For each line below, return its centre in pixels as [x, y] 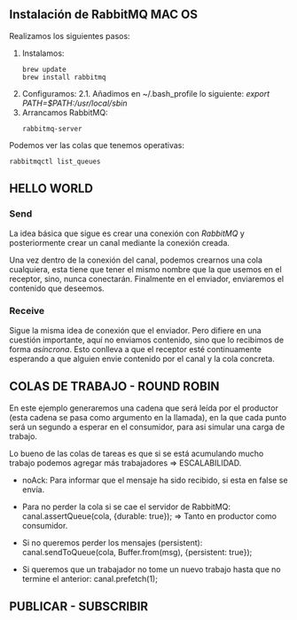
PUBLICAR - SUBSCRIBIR [79, 606]
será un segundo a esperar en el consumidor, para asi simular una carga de [147, 427]
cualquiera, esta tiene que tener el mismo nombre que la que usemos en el [145, 269]
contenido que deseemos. [57, 288]
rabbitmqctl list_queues [55, 161]
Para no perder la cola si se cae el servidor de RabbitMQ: [126, 506]
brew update [44, 69]
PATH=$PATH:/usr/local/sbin [74, 103]
